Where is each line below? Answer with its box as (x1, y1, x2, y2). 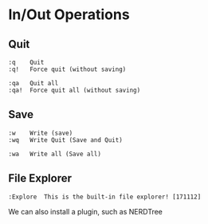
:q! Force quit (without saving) (8, 65, 127, 73)
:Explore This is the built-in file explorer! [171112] (8, 193, 202, 201)
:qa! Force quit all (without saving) (8, 86, 141, 94)
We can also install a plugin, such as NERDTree (8, 206, 163, 216)
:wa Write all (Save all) (8, 150, 102, 158)
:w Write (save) (8, 129, 73, 137)
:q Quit (8, 58, 45, 66)
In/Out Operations (8, 6, 130, 24)
